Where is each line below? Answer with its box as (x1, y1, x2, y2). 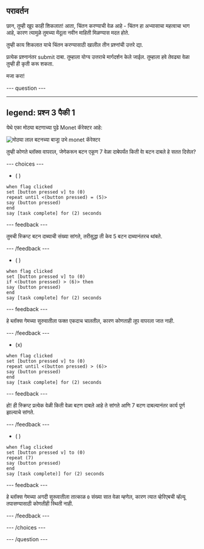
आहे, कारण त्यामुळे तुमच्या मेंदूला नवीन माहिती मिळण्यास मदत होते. (6, 29, 130, 36)
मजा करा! (6, 72, 25, 79)
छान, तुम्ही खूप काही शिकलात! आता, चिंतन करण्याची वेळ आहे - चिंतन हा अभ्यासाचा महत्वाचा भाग (6, 22, 190, 29)
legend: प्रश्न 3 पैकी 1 (6, 107, 76, 118)
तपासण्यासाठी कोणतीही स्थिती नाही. (6, 500, 73, 507)
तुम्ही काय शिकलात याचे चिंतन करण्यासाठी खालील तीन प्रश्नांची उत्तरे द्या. (6, 41, 144, 49)
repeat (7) (6, 454, 34, 461)
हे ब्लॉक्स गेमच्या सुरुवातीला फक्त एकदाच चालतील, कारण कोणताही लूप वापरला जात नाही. (6, 317, 175, 325)
